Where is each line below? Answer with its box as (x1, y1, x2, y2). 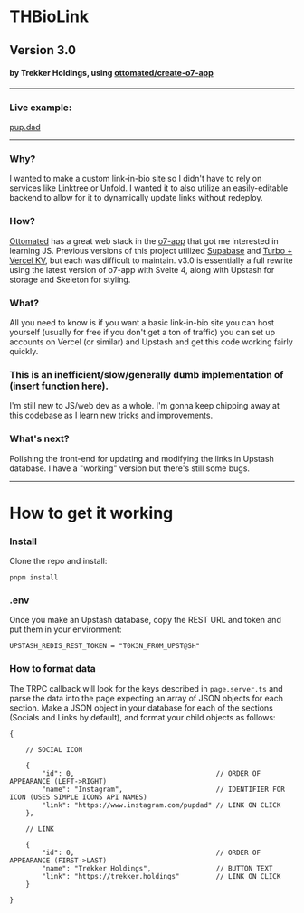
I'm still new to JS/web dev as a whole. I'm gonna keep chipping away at (9, 400, 280, 411)
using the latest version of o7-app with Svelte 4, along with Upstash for (9, 264, 275, 275)
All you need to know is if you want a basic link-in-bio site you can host (9, 316, 274, 327)
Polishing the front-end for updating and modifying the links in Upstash (9, 453, 274, 464)
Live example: (9, 101, 72, 114)
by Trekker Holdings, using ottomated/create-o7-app (9, 68, 214, 79)
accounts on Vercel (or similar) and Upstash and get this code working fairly (9, 336, 294, 347)
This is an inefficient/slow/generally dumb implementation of (9, 368, 284, 381)
